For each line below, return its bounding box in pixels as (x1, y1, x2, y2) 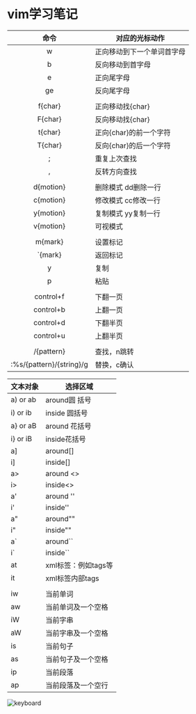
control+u (33, 331, 66, 340)
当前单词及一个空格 (45, 602, 109, 612)
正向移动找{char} (95, 102, 150, 111)
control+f (34, 292, 65, 301)
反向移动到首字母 (95, 60, 151, 70)
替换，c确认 (95, 360, 134, 370)
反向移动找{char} (95, 114, 150, 124)
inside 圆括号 (45, 408, 88, 418)
